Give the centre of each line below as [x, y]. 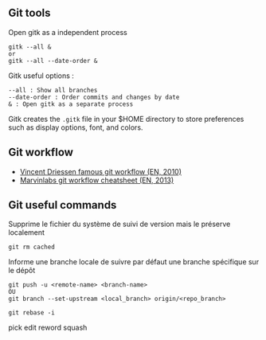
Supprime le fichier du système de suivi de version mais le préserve [119, 224]
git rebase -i [32, 313]
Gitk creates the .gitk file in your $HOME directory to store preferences [126, 119]
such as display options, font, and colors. [76, 127]
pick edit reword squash [48, 328]
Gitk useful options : [41, 76]
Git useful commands [63, 205]
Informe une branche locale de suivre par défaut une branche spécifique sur [134, 262]
